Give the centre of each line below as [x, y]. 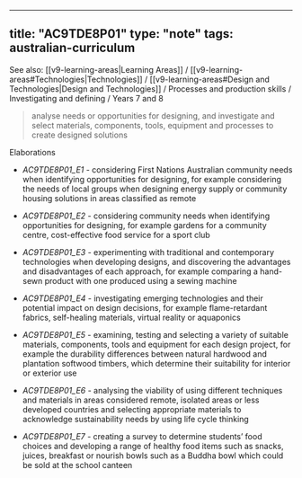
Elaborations [32, 152]
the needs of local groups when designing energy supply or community [155, 189]
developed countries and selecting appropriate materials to [132, 409]
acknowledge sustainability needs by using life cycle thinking [135, 419]
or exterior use [49, 373]
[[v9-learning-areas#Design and [209, 79]
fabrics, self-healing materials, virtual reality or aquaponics [131, 317]
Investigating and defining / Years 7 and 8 [86, 98]
